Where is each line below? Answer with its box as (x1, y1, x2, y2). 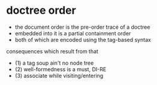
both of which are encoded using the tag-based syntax (14, 36, 152, 43)
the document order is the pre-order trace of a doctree (14, 23, 150, 31)
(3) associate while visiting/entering (14, 72, 104, 79)
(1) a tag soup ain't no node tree (14, 59, 94, 66)
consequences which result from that (6, 47, 99, 54)
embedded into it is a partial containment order (14, 29, 131, 37)
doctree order (6, 4, 76, 17)
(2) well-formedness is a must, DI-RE (14, 65, 107, 72)
